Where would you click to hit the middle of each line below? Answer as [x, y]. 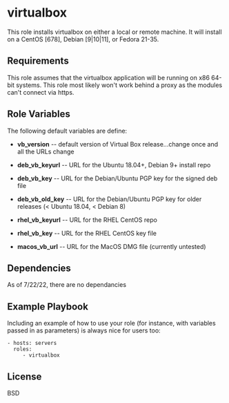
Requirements [38, 61]
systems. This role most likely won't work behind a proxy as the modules [119, 85]
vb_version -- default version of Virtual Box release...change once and [118, 144]
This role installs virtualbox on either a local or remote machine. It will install [114, 32]
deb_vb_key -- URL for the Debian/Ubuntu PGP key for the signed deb [117, 178]
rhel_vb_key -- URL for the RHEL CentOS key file [87, 233]
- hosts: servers [32, 344]
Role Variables [39, 114]
